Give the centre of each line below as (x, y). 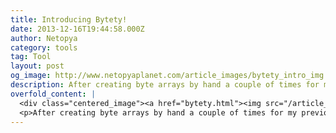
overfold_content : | (53, 94)
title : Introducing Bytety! (69, 19)
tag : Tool (31, 57)
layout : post (37, 66)
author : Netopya (44, 38)
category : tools (44, 47)
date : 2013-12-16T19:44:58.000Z (77, 29)
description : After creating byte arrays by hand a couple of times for (165, 85)
